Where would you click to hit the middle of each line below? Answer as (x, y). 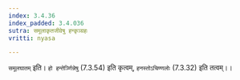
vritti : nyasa (32, 38)
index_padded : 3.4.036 (46, 23)
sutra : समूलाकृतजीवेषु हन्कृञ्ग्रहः (48, 30)
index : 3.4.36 (32, 16)
